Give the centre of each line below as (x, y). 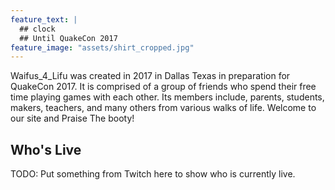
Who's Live (46, 149)
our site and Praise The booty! (72, 118)
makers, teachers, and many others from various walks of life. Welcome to (163, 108)
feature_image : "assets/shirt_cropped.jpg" (102, 47)
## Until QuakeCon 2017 (68, 38)
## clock (37, 29)
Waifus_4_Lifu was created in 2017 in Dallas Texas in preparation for (150, 76)
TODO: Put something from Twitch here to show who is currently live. (153, 174)
